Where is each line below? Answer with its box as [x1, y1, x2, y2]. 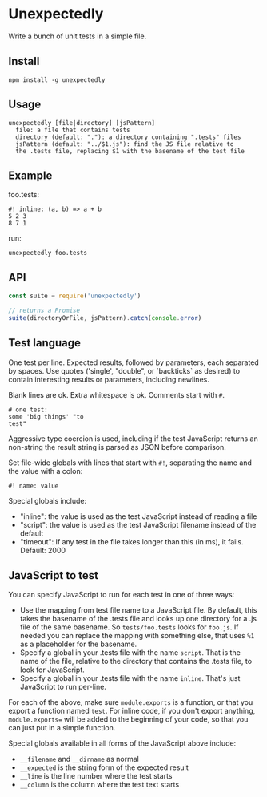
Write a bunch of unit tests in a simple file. [8, 31, 147, 41]
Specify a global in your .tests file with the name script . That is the [19, 648, 241, 657]
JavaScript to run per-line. [19, 682, 106, 692]
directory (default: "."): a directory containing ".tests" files [15, 133, 241, 141]
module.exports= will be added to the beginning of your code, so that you [8, 714, 249, 724]
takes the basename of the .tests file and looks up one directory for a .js [19, 614, 257, 624]
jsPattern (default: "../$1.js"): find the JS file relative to [15, 140, 234, 148]
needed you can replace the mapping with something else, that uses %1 [19, 631, 255, 641]
